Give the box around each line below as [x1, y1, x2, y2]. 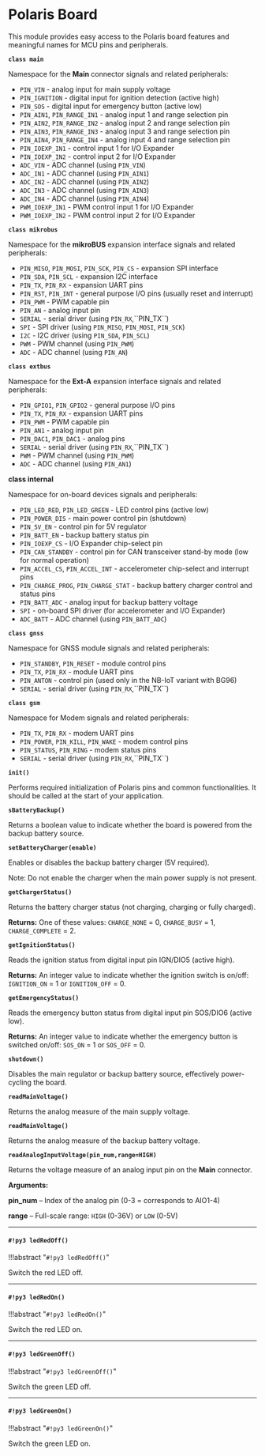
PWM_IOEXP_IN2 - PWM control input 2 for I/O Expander [19, 210, 196, 220]
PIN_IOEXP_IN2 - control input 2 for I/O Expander [19, 152, 176, 161]
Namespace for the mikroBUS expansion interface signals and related [8, 240, 236, 249]
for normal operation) [19, 555, 89, 564]
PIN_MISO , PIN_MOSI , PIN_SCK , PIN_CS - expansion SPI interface [19, 263, 218, 273]
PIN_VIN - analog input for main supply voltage [19, 85, 171, 94]
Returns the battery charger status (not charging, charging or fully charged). [8, 902, 256, 911]
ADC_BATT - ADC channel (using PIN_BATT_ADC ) [19, 614, 167, 624]
